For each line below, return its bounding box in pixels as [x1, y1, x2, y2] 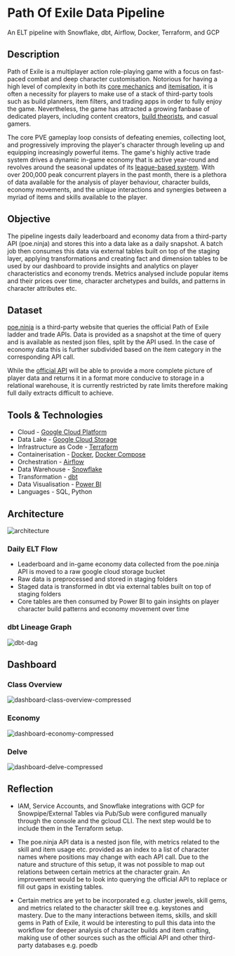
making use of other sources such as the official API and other [17, 933, 199, 942]
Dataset [7, 304, 43, 316]
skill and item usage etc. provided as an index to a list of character [17, 845, 209, 853]
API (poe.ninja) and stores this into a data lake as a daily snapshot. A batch [7, 239, 223, 247]
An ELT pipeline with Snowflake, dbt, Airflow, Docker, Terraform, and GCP [7, 28, 220, 37]
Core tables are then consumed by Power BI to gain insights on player [17, 597, 220, 605]
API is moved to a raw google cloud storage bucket [17, 568, 166, 576]
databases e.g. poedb [34, 941, 98, 949]
